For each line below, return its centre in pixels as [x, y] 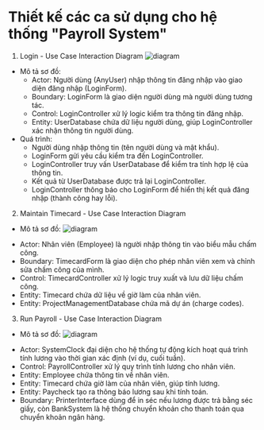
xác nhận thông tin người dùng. [82, 130]
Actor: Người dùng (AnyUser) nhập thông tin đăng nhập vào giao [137, 79]
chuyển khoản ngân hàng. [62, 416]
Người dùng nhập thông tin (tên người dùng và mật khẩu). [125, 147]
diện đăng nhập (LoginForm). [79, 88]
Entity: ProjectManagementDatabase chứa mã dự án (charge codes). [132, 303]
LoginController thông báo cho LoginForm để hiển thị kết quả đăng [140, 189]
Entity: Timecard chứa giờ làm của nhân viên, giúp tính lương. [120, 383]
